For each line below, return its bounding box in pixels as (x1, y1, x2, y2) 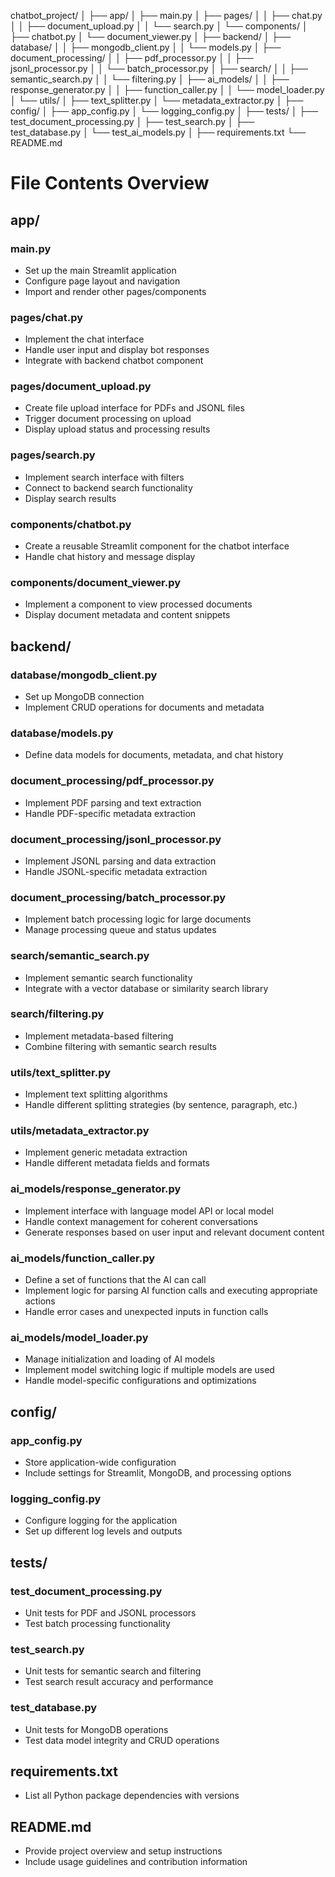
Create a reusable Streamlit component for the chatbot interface (24, 540, 290, 552)
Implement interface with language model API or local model (24, 1205, 274, 1217)
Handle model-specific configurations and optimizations (24, 1375, 257, 1387)
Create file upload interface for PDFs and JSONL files (24, 402, 245, 414)
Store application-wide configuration (24, 1456, 177, 1468)
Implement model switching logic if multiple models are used (24, 1364, 275, 1376)
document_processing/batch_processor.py (10, 890, 227, 904)
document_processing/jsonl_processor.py (10, 832, 222, 846)
